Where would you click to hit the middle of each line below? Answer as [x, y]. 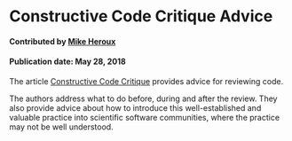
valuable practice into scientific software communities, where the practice [145, 117]
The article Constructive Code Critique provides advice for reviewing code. [146, 81]
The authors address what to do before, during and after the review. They [143, 98]
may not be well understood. [61, 127]
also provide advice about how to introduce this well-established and [135, 107]
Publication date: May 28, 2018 [67, 62]
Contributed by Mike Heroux [63, 41]
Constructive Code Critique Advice [141, 16]
